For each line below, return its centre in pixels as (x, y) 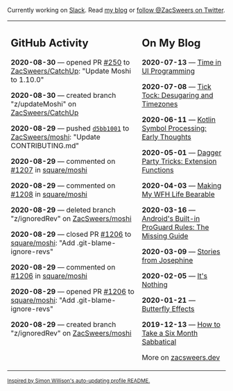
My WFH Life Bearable (178, 194)
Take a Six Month (170, 333)
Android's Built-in (171, 218)
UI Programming (169, 71)
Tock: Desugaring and (178, 95)
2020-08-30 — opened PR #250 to (70, 62)
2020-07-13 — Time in (182, 62)
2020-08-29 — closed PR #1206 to (71, 234)
